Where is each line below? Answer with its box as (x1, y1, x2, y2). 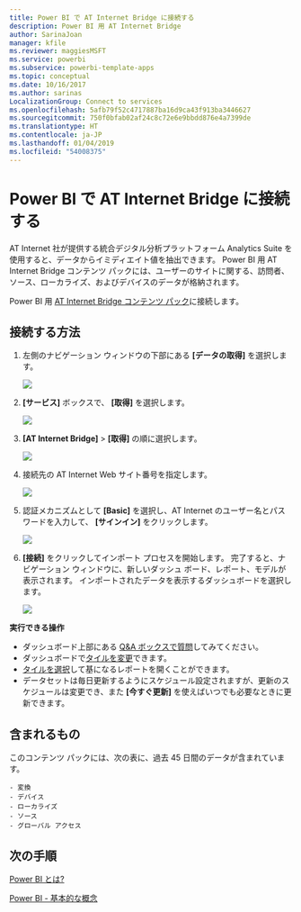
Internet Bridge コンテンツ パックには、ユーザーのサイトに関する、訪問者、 (9, 265, 289, 275)
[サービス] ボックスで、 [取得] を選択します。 (22, 397, 190, 408)
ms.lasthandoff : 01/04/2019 (9, 139, 115, 148)
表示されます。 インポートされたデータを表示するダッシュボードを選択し (22, 575, 292, 586)
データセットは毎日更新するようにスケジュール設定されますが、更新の (22, 675, 282, 686)
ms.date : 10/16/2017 (9, 80, 87, 89)
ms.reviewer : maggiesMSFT (9, 47, 106, 56)
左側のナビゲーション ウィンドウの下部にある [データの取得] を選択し (22, 350, 279, 361)
